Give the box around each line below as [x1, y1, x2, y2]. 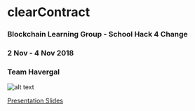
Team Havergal [7, 67, 60, 77]
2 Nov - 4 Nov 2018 [7, 48, 74, 58]
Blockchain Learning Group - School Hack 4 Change [7, 30, 188, 39]
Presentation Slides [7, 96, 63, 105]
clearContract [7, 4, 90, 20]
